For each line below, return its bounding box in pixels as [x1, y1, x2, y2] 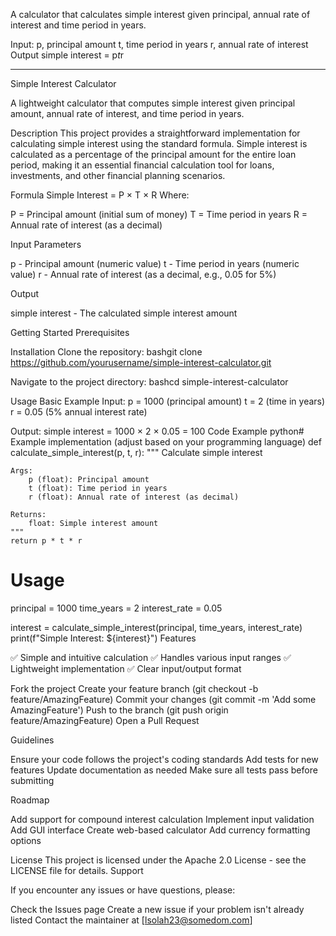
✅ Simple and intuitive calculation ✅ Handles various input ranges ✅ [10, 651, 292, 663]
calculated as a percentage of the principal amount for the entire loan [10, 149, 297, 160]
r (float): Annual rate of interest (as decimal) [28, 492, 240, 502]
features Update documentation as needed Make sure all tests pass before [10, 764, 318, 776]
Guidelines [10, 734, 55, 746]
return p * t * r [10, 536, 83, 546]
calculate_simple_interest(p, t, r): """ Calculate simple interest [10, 447, 263, 458]
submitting [10, 774, 55, 786]
